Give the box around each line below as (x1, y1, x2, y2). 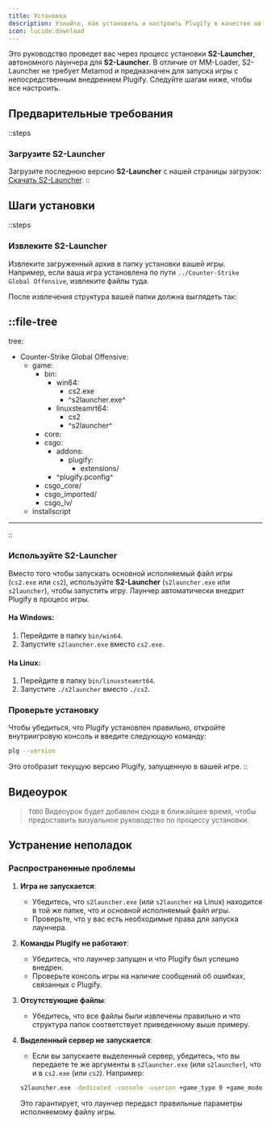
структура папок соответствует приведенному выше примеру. (31, 1019, 250, 1029)
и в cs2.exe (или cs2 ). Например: (31, 1068, 144, 1077)
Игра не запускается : (19, 881, 97, 891)
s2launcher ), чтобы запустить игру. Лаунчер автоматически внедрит (8, 585, 244, 595)
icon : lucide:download (8, 27, 85, 35)
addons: (56, 446, 84, 457)
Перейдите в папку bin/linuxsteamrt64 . (19, 676, 156, 685)
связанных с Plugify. (31, 980, 102, 989)
